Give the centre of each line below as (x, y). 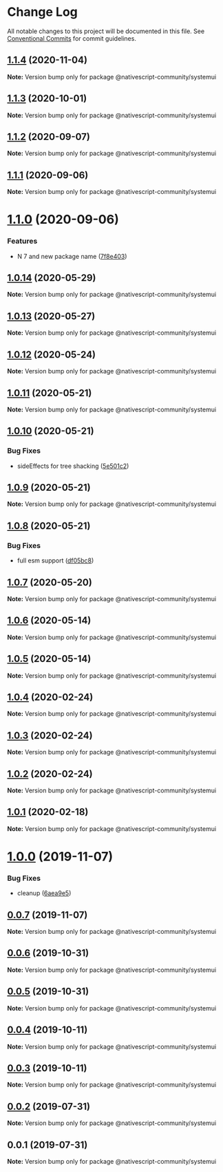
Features (22, 241)
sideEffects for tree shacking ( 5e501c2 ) (73, 466)
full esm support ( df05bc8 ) (55, 560)
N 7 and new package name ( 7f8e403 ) (72, 256)
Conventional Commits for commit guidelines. (72, 38)
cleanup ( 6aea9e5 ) (44, 893)
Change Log (42, 12)
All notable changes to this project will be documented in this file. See (106, 31)
